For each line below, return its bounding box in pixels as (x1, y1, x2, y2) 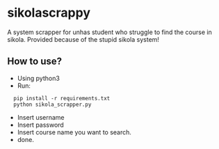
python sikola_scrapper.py (13, 101, 92, 108)
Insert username (17, 113, 65, 121)
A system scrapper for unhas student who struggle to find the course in (7, 28, 212, 36)
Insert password (17, 120, 64, 129)
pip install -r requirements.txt (13, 95, 111, 102)
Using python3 (17, 74, 60, 82)
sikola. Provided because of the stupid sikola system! (7, 35, 160, 43)
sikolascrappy (7, 5, 90, 21)
